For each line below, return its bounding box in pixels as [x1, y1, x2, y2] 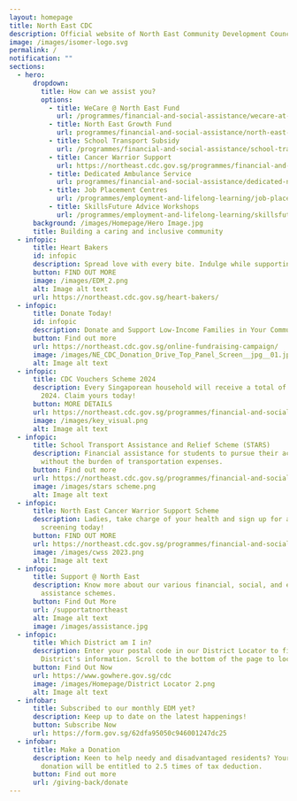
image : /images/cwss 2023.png [32, 548, 144, 557]
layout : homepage [9, 12, 73, 22]
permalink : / [9, 46, 57, 55]
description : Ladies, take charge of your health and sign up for [32, 515, 283, 524]
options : [41, 95, 73, 104]
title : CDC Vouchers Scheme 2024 [32, 375, 156, 384]
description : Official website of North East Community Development [9, 29, 267, 38]
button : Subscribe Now [32, 720, 117, 730]
